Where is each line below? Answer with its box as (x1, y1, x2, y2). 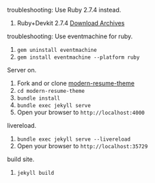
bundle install (16, 95, 61, 102)
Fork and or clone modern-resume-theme (16, 79, 135, 87)
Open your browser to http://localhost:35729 (16, 142, 148, 150)
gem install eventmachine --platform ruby (16, 54, 140, 61)
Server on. (7, 66, 37, 74)
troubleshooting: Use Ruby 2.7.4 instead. (7, 6, 122, 14)
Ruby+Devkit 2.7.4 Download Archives (16, 19, 125, 27)
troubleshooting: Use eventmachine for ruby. (7, 32, 133, 40)
